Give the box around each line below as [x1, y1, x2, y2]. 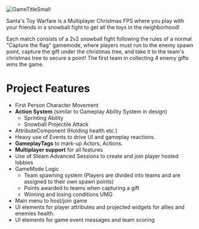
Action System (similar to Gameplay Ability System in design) [14, 108, 168, 115]
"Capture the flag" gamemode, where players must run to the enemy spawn [6, 42, 194, 49]
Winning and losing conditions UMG [23, 191, 113, 198]
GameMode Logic [14, 165, 59, 172]
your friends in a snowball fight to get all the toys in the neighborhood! [6, 24, 180, 31]
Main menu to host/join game [14, 197, 88, 204]
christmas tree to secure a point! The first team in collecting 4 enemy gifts [6, 55, 189, 61]
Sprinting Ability [23, 114, 64, 121]
